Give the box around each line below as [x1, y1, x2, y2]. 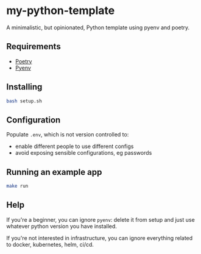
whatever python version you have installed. [6, 222, 118, 230]
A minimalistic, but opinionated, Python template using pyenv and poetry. [6, 24, 190, 31]
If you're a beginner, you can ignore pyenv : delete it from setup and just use [6, 216, 195, 223]
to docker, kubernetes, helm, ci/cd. [6, 241, 94, 248]
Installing [6, 82, 43, 92]
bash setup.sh [6, 98, 43, 104]
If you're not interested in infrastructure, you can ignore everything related [6, 234, 193, 241]
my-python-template [6, 4, 115, 18]
